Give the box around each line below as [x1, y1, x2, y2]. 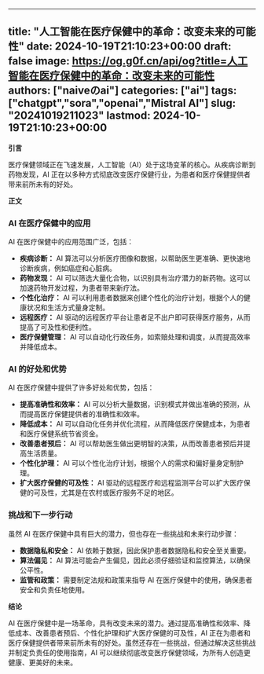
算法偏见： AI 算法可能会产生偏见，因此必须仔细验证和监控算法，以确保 [19, 555, 251, 565]
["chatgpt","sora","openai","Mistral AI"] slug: [8, 97, 236, 110]
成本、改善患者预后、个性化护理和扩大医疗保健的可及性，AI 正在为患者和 [14, 628, 251, 637]
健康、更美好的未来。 [8, 658, 77, 667]
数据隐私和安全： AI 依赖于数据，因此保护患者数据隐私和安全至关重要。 [19, 545, 251, 555]
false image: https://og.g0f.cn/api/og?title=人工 [8, 54, 248, 68]
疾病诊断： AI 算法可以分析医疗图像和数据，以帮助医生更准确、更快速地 [19, 254, 251, 263]
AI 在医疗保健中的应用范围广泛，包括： [8, 237, 134, 247]
